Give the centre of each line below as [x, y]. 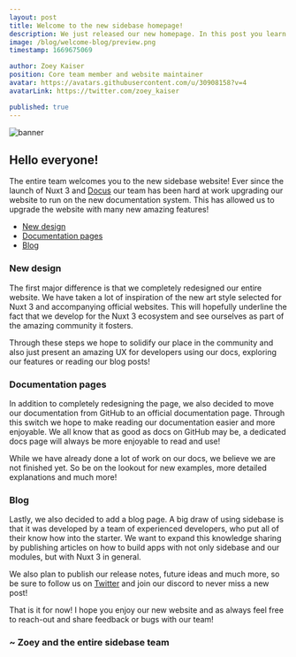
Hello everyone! [54, 160]
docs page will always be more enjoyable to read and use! [115, 441]
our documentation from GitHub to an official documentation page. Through [147, 413]
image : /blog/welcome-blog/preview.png [83, 42]
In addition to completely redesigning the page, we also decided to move [141, 403]
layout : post [33, 17]
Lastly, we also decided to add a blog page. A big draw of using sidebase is [147, 520]
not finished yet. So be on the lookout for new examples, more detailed [138, 468]
